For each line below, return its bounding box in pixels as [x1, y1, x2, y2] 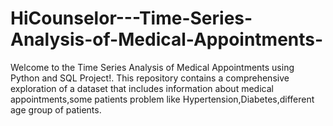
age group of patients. [10, 103, 102, 116]
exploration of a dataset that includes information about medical [10, 82, 274, 94]
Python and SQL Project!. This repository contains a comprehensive [10, 72, 290, 84]
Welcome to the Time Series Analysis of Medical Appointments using [10, 61, 295, 73]
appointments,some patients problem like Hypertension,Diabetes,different [10, 93, 315, 105]
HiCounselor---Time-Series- [10, 7, 253, 30]
